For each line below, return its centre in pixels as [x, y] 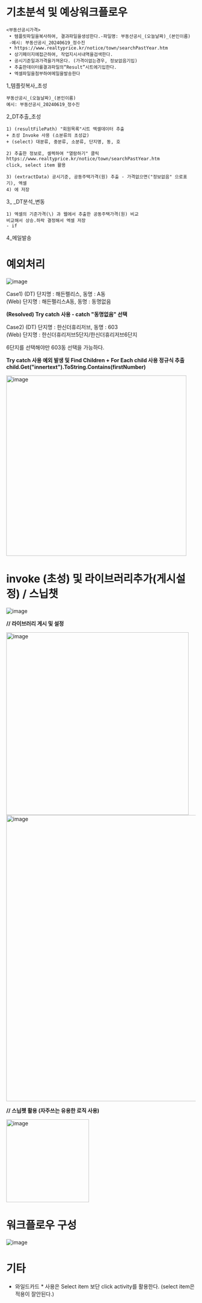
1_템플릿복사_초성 [27, 86]
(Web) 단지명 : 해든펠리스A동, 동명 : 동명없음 [59, 301]
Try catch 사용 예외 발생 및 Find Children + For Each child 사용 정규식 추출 [96, 360]
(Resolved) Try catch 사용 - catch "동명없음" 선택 [67, 314]
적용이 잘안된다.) [35, 1294]
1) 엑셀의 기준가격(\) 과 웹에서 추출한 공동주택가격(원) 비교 [72, 214]
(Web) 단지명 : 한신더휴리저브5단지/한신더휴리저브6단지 [72, 334]
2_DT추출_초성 [24, 116]
